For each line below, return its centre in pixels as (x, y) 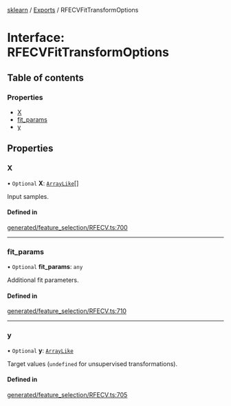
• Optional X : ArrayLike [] (43, 183)
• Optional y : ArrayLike (40, 350)
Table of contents (45, 77)
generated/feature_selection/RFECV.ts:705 (67, 394)
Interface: (36, 38)
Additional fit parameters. (43, 280)
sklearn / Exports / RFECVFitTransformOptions (73, 10)
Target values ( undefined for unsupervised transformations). (92, 363)
